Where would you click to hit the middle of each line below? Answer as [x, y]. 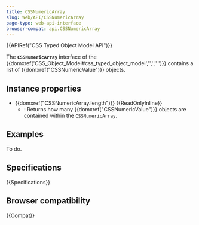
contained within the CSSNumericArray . [71, 116]
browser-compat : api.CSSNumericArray [53, 28]
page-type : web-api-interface [44, 23]
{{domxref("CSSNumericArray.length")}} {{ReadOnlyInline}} [88, 103]
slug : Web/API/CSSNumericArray [45, 17]
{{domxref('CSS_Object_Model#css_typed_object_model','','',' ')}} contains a [100, 63]
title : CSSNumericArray [36, 12]
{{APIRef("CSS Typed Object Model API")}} [59, 45]
